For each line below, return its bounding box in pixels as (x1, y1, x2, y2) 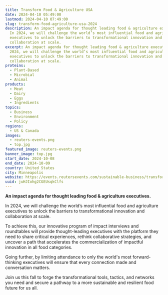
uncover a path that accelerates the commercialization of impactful (5, 239, 143, 245)
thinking (5, 259, 22, 265)
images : (5, 133, 21, 138)
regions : (5, 123, 23, 128)
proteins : (5, 63, 26, 68)
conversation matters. (5, 264, 50, 270)
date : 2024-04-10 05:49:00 (5, 12, 61, 17)
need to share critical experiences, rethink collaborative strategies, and (5, 233, 151, 239)
